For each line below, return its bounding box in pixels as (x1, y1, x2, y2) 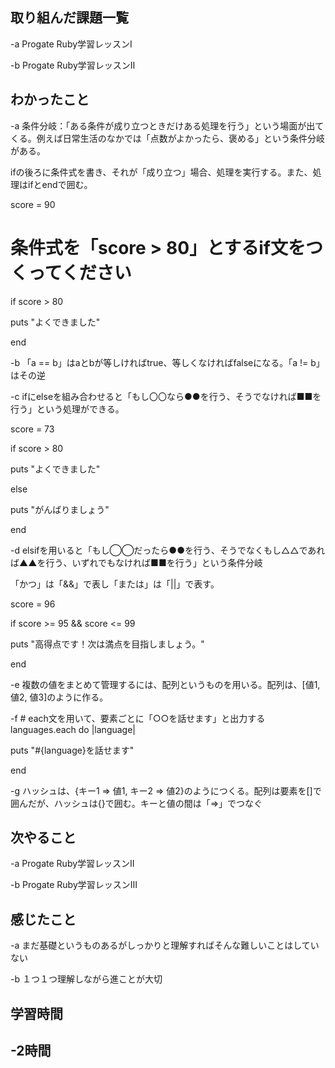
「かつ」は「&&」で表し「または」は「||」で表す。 (10, 578, 220, 590)
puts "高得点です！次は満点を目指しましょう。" (10, 638, 205, 650)
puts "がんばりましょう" (10, 503, 110, 515)
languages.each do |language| (10, 723, 137, 735)
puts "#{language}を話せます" (10, 744, 135, 756)
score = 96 (10, 598, 56, 610)
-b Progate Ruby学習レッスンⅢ (10, 879, 138, 891)
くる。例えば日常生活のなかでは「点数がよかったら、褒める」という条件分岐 (10, 132, 326, 144)
